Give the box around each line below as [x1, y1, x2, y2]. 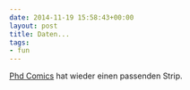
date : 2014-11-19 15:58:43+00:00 [9, 12, 134, 22]
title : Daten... [9, 29, 70, 38]
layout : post [9, 21, 58, 30]
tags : [9, 37, 30, 47]
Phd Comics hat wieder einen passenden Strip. [9, 70, 183, 81]
